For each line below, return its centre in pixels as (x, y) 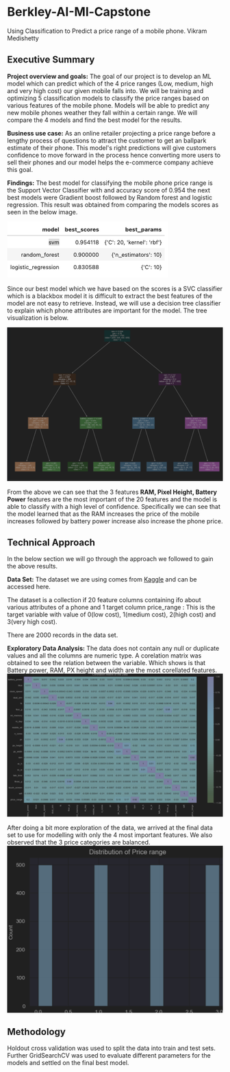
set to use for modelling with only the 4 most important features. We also (110, 835)
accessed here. (29, 587)
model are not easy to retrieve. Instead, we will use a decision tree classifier (114, 303)
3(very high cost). (32, 622)
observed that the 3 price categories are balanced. (79, 843)
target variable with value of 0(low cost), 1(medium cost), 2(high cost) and (112, 614)
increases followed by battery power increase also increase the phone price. (115, 521)
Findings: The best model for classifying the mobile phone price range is (110, 183)
